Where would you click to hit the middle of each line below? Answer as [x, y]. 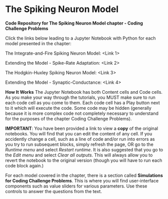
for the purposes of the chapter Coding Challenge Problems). [68, 118]
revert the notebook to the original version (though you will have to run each [84, 160]
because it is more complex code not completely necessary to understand [82, 113]
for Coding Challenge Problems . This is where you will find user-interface [82, 180]
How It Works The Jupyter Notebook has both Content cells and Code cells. [84, 92]
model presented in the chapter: [38, 43]
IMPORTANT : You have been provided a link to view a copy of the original [82, 128]
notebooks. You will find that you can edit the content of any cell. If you [79, 133]
